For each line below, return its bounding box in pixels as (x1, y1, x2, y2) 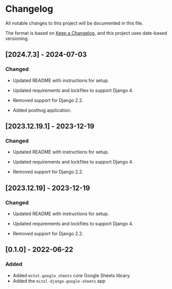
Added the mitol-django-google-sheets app (12, 278, 106, 284)
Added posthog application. (12, 107, 72, 113)
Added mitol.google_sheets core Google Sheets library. (12, 272, 131, 278)
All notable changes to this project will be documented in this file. (5, 20, 144, 26)
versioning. (5, 35, 29, 42)
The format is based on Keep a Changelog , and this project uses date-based (5, 30, 167, 36)
